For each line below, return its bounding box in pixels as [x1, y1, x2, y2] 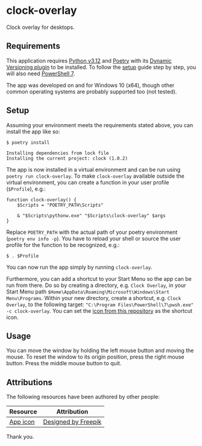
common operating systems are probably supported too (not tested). [6, 88, 177, 95]
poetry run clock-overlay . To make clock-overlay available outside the [6, 172, 185, 180]
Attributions [6, 377, 53, 388]
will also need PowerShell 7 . [6, 70, 75, 77]
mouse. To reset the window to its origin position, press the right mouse [6, 353, 185, 360]
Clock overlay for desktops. [6, 24, 75, 31]
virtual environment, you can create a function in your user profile [6, 178, 169, 186]
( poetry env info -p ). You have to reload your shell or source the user [6, 234, 181, 242]
